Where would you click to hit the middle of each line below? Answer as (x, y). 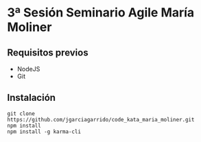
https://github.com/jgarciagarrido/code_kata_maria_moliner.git (101, 119)
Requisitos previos (48, 52)
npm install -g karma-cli (44, 132)
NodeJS (28, 69)
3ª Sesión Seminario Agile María (101, 13)
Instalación (32, 98)
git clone (21, 114)
